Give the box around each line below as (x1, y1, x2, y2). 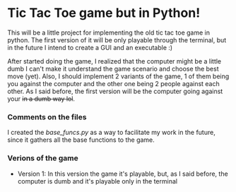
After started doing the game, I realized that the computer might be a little (7, 56, 222, 65)
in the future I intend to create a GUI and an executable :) (7, 43, 173, 52)
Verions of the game (7, 153, 79, 163)
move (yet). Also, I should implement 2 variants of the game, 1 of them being (7, 72, 230, 80)
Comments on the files (7, 112, 87, 121)
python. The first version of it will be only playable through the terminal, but (7, 35, 227, 44)
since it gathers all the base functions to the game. (7, 136, 155, 144)
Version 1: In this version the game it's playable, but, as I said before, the (17, 169, 228, 178)
